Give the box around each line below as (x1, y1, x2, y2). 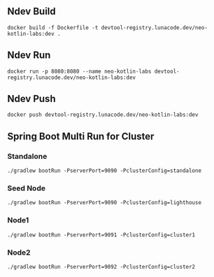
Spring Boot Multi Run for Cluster (7, 130, 155, 142)
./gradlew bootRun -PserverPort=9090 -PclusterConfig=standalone (7, 167, 201, 174)
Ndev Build (7, 6, 56, 17)
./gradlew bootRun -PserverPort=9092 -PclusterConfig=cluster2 (7, 264, 196, 271)
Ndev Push (7, 93, 56, 105)
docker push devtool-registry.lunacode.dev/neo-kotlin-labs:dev (7, 111, 199, 118)
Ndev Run (7, 49, 51, 62)
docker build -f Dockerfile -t (7, 24, 99, 31)
